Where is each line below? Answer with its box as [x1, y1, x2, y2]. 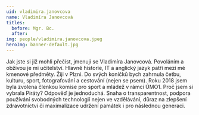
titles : [6, 20, 26, 25]
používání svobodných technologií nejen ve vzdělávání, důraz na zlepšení [6, 95, 187, 103]
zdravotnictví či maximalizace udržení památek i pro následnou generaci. [6, 102, 186, 109]
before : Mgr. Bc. [11, 25, 55, 31]
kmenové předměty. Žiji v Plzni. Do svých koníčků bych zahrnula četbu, [6, 71, 182, 78]
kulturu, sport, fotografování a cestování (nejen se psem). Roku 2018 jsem [6, 76, 188, 84]
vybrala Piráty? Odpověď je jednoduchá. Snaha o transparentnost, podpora [6, 90, 191, 97]
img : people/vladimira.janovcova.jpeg [6, 36, 102, 42]
